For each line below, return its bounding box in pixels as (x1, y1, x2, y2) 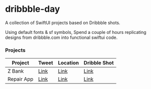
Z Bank (7, 68, 24, 75)
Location (58, 59, 79, 66)
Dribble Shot (83, 59, 114, 66)
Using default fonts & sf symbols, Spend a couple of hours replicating (5, 29, 147, 35)
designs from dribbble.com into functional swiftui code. (5, 34, 118, 40)
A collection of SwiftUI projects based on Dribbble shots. (5, 20, 120, 26)
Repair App (7, 76, 34, 83)
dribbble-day (5, 3, 60, 15)
